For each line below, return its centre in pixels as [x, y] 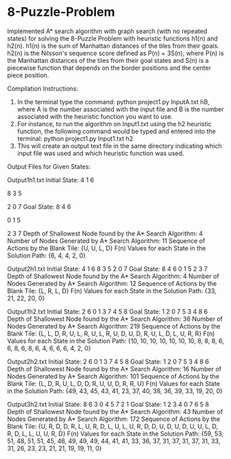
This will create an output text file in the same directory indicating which [119, 146]
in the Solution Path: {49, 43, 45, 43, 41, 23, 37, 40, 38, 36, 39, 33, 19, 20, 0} [115, 391]
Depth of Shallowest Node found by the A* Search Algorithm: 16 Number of [114, 369]
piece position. [28, 75]
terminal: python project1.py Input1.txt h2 [75, 138]
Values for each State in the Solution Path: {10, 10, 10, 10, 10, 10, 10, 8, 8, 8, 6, [115, 341]
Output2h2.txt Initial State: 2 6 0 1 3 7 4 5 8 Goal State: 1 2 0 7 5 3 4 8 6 [108, 361]
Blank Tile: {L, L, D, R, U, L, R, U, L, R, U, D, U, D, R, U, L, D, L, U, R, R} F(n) [111, 333]
